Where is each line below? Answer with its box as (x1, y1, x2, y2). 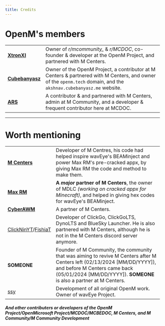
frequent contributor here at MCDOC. (45, 104, 132, 111)
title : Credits (5, 7, 36, 12)
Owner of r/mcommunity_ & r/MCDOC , (45, 45, 134, 52)
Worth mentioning (5, 129, 81, 141)
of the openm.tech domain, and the (45, 78, 124, 85)
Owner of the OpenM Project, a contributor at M (45, 66, 156, 73)
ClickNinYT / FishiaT (7, 226, 52, 233)
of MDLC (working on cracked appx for (55, 185, 146, 192)
